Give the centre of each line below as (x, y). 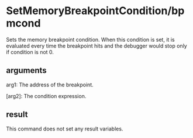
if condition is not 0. (30, 52)
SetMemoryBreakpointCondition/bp (95, 11)
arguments (26, 71)
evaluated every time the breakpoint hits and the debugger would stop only (96, 46)
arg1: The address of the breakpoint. (50, 85)
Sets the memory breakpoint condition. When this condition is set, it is (90, 39)
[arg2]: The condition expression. (46, 96)
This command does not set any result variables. (65, 129)
